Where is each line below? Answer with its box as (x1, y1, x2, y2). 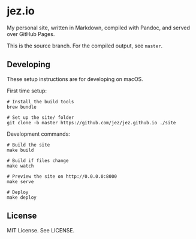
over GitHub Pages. (7, 30, 55, 37)
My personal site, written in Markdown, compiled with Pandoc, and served (7, 24, 191, 31)
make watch (7, 163, 34, 169)
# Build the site (7, 142, 50, 148)
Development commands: (7, 130, 71, 138)
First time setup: (7, 87, 47, 94)
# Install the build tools (7, 98, 74, 104)
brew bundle (7, 104, 37, 110)
